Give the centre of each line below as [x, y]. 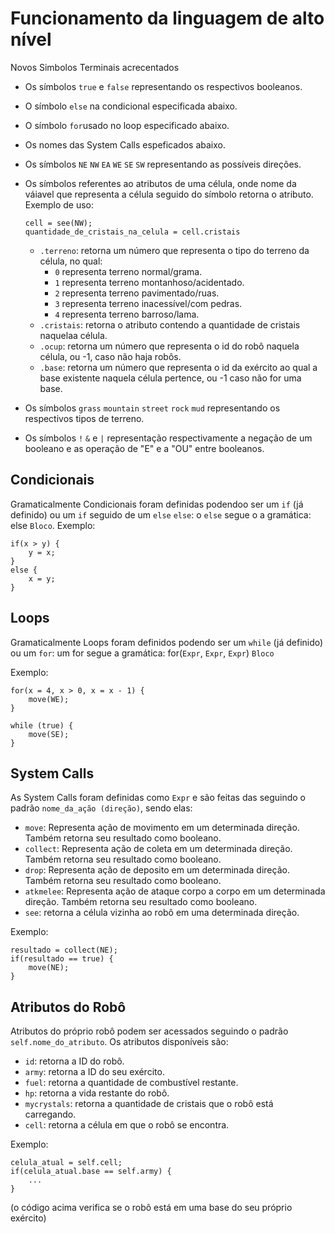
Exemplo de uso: [59, 204]
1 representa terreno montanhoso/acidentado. [149, 282]
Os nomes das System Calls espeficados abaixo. [125, 144]
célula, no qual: [71, 261]
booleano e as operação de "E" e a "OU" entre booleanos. [144, 448]
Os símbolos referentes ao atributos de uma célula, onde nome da [160, 183]
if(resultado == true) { [62, 959]
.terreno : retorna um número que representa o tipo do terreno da [174, 250]
